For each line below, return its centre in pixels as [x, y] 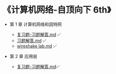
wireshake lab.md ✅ [37, 46]
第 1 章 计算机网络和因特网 [36, 24]
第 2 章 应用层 [23, 56]
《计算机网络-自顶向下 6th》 [57, 10]
